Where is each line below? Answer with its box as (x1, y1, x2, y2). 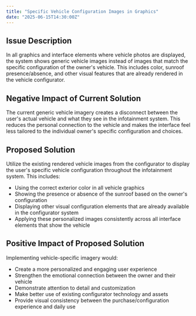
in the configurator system (14, 209, 79, 216)
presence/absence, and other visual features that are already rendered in (6, 70, 183, 77)
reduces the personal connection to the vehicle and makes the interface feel (6, 122, 191, 129)
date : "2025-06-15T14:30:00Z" (6, 14, 80, 20)
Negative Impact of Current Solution (6, 93, 141, 103)
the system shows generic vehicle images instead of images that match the (6, 58, 188, 65)
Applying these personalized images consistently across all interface (14, 215, 181, 222)
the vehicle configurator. (6, 76, 66, 83)
